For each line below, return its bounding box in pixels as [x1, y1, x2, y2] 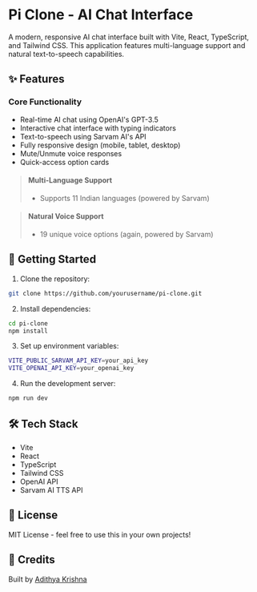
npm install [8, 327, 48, 335]
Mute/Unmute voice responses [19, 148, 122, 158]
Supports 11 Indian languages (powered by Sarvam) [39, 193, 210, 203]
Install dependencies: [19, 304, 91, 313]
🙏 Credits [8, 553, 56, 566]
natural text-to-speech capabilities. [8, 49, 125, 58]
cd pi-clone [8, 319, 48, 328]
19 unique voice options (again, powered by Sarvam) [39, 230, 214, 240]
